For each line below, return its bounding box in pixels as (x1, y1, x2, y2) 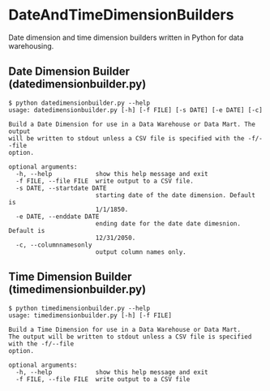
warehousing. (8, 41, 54, 50)
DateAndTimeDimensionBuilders (8, 6, 234, 24)
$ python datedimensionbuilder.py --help (8, 99, 151, 107)
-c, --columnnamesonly (15, 241, 92, 249)
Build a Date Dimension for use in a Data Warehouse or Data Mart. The (8, 120, 255, 128)
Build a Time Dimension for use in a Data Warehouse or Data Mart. (8, 325, 242, 333)
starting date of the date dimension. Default (95, 191, 255, 200)
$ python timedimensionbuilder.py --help (8, 304, 151, 312)
